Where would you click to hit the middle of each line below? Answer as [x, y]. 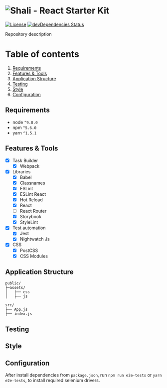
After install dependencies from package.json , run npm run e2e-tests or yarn [83, 375]
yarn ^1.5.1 [24, 132]
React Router [33, 211]
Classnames [32, 183]
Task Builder [25, 160]
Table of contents [42, 54]
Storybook [30, 217]
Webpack [30, 166]
